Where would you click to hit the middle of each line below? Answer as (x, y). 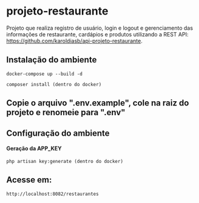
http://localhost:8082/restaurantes (52, 194)
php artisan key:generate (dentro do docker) (65, 161)
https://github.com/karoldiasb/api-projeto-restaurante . (74, 41)
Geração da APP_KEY (34, 148)
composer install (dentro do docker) (54, 84)
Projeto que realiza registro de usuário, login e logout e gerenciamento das (99, 28)
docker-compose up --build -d (45, 74)
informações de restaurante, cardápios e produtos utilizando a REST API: (97, 34)
